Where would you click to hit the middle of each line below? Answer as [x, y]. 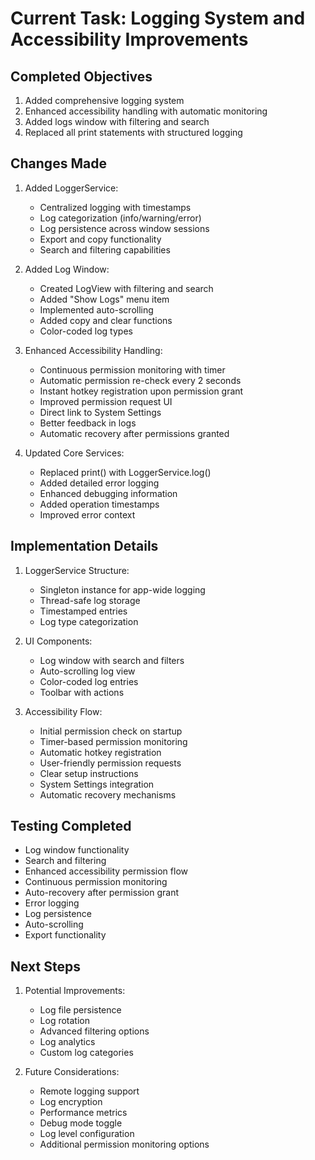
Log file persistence [80, 1010]
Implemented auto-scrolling [96, 309]
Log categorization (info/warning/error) [120, 218]
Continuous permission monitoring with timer [132, 369]
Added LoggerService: [71, 188]
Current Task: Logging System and [158, 18]
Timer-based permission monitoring [113, 741]
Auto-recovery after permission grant [101, 893]
